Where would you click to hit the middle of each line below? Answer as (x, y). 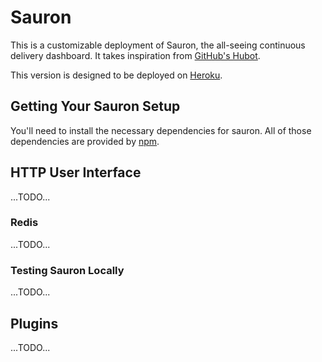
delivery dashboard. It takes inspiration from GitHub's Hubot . (135, 55)
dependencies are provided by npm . (85, 141)
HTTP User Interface (76, 172)
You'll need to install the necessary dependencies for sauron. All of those (161, 130)
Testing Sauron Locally (67, 270)
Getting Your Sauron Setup (95, 106)
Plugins (34, 323)
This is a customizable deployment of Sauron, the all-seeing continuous (158, 45)
